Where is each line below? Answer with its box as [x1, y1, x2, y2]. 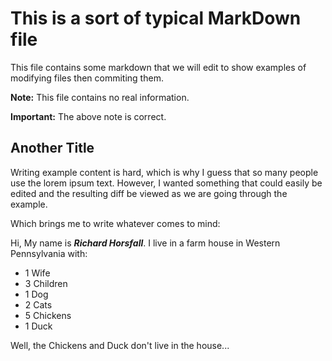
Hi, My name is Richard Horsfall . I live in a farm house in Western [10, 237, 281, 249]
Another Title [10, 140, 95, 157]
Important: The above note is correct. [10, 110, 167, 122]
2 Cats [24, 298, 53, 311]
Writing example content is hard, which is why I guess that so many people [10, 166, 319, 178]
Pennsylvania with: [10, 247, 88, 259]
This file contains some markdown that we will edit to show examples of [10, 61, 307, 73]
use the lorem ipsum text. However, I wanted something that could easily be [10, 177, 323, 189]
